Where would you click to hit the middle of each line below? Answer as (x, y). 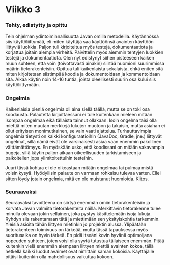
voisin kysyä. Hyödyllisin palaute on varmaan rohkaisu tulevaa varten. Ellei (83, 173)
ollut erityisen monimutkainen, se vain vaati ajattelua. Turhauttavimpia (78, 131)
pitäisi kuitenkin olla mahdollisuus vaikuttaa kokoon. (60, 257)
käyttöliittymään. (23, 85)
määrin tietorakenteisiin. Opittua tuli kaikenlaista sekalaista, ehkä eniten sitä (84, 69)
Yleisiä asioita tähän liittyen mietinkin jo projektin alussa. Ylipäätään (76, 224)
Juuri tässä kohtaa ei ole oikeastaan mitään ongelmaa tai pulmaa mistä (79, 168)
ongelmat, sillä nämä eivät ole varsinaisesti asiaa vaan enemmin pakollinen (83, 141)
